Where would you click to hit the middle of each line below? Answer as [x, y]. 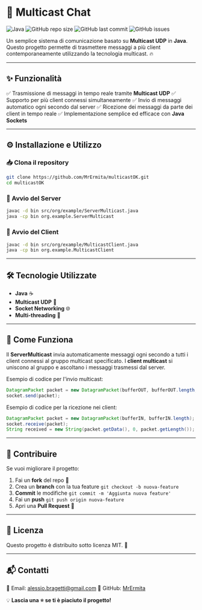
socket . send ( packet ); [33, 396]
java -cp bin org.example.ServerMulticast [60, 217]
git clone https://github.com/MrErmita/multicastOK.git [78, 178]
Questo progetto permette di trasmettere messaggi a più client [84, 47]
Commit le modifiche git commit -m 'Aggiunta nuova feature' [93, 493]
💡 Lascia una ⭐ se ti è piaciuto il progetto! [59, 600]
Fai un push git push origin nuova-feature [69, 499]
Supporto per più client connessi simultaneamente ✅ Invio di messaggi [94, 100]
